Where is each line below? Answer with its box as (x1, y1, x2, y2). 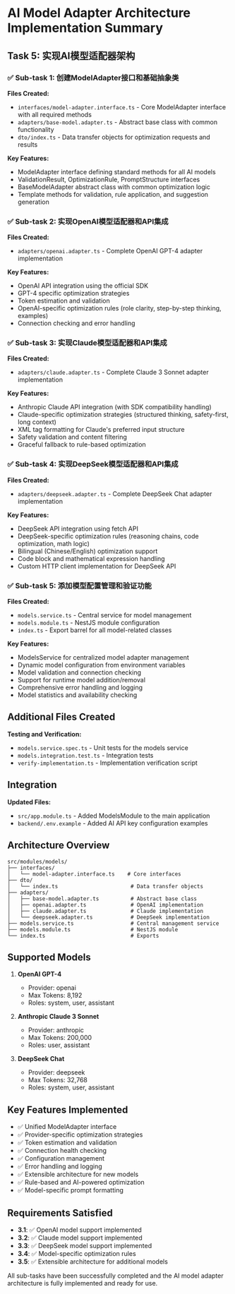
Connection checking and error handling (17, 319, 135, 327)
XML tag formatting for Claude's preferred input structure (17, 425, 185, 434)
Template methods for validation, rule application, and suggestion (17, 190, 209, 198)
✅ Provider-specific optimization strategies (17, 1130, 143, 1139)
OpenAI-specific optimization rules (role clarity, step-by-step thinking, (17, 304, 222, 313)
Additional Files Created (7, 711, 116, 723)
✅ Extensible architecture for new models (17, 1170, 139, 1179)
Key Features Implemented (7, 1103, 128, 1115)
